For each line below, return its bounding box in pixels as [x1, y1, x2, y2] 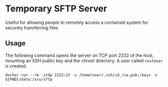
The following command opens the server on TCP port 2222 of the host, [5, 52, 154, 58]
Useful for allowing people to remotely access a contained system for [5, 19, 148, 25]
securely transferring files [5, 24, 58, 30]
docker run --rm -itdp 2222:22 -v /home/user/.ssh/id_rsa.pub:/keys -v [5, 73, 157, 78]
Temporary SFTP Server [5, 3, 107, 14]
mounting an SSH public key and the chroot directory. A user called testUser [5, 58, 163, 64]
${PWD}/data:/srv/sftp [5, 77, 52, 82]
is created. [5, 63, 27, 69]
